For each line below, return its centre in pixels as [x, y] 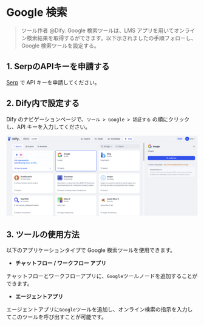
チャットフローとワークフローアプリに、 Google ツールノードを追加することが [102, 276]
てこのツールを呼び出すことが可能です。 [57, 317]
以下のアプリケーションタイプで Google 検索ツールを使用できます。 [91, 250]
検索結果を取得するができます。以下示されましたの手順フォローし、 [111, 38]
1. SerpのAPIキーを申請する [58, 66]
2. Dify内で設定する [43, 104]
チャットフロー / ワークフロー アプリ [61, 263]
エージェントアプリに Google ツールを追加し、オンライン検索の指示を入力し [100, 310]
